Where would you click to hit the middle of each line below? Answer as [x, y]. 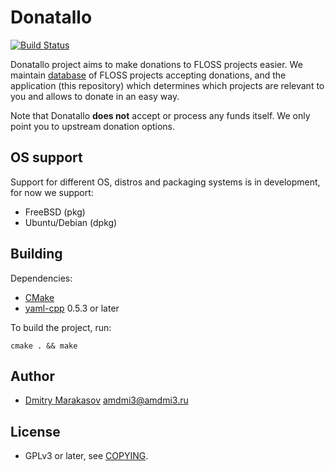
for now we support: [52, 192]
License [35, 431]
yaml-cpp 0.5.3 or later [72, 308]
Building [36, 254]
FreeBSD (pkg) [55, 212]
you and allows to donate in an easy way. [95, 96]
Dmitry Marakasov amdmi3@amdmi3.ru [106, 400]
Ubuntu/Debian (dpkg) [71, 222]
